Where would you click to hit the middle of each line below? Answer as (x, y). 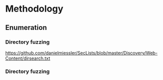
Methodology (34, 9)
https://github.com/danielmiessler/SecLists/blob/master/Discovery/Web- (81, 53)
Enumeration (26, 28)
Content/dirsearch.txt (28, 58)
